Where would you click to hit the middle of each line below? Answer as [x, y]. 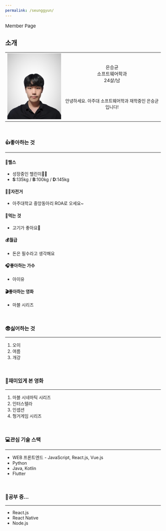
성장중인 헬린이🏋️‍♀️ [30, 174]
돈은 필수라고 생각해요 [34, 253]
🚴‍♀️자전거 [14, 191]
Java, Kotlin [24, 469]
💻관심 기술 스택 [23, 439]
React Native [25, 518]
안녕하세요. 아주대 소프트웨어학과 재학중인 [105, 101]
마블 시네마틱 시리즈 [31, 397]
